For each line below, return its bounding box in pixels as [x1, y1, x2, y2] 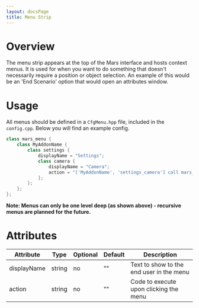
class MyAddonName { [17, 142, 68, 148]
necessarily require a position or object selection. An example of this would [6, 72, 190, 79]
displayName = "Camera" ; [48, 163, 110, 169]
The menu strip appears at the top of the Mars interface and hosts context [6, 59, 188, 66]
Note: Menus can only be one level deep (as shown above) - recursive [6, 202, 182, 209]
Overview [6, 40, 55, 53]
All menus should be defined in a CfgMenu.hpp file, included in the [6, 118, 165, 126]
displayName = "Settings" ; [37, 153, 105, 159]
